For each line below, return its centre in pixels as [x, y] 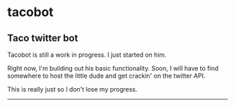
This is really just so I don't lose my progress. [72, 89]
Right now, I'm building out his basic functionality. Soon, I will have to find [113, 68]
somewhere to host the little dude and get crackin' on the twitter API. [106, 76]
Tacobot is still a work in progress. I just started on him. [87, 55]
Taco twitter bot [43, 38]
